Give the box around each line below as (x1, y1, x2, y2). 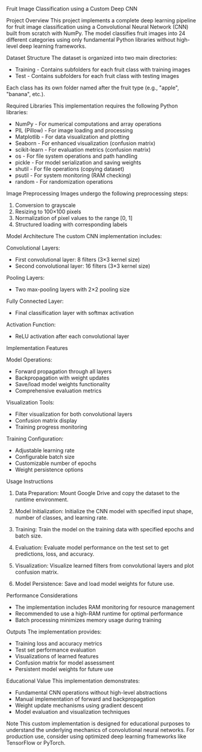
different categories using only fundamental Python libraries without (6, 36, 176, 43)
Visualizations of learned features (14, 653, 99, 660)
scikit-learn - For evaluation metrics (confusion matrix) (14, 146, 151, 153)
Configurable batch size (14, 453, 75, 460)
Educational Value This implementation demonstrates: (6, 677, 140, 684)
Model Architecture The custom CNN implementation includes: (6, 233, 162, 239)
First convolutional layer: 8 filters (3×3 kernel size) (14, 256, 140, 263)
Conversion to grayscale (14, 202, 76, 209)
